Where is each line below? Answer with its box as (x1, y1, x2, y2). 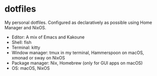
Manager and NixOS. (4, 24, 47, 30)
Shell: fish (11, 39, 32, 45)
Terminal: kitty (11, 44, 40, 50)
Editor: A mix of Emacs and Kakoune (11, 34, 85, 40)
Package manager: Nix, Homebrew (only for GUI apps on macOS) (11, 60, 143, 66)
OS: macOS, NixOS (11, 65, 50, 71)
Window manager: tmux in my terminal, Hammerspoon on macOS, (11, 50, 144, 56)
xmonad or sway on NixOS (11, 55, 65, 60)
